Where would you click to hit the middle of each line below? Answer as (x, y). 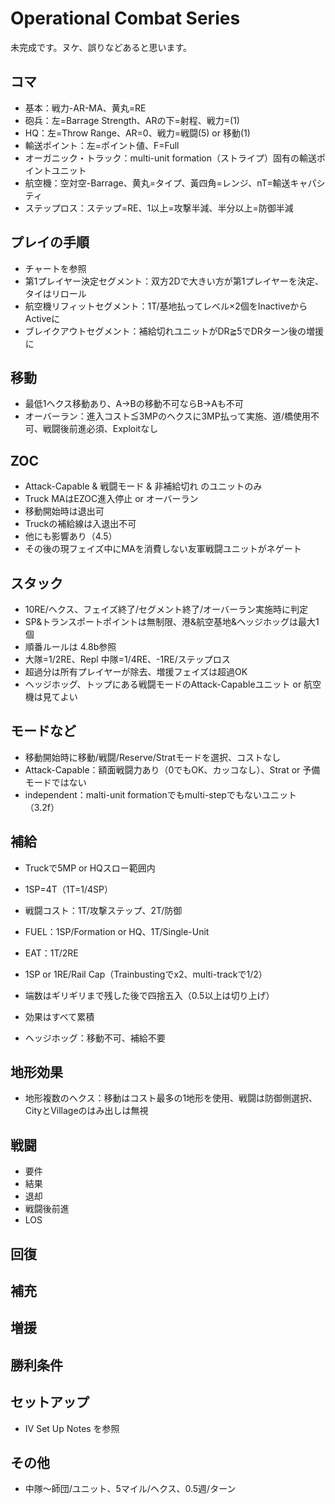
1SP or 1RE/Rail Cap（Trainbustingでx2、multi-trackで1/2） (146, 974)
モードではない (55, 782)
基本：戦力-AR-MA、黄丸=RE (85, 108)
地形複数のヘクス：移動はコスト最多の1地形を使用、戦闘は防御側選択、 (171, 1098)
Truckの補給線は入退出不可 (80, 524)
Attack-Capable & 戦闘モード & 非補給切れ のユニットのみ (143, 486)
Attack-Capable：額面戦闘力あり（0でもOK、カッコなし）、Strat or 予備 (172, 769)
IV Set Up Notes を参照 (72, 1428)
